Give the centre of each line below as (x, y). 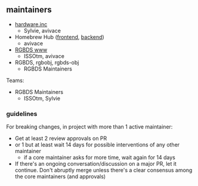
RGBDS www (31, 50)
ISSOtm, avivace (44, 56)
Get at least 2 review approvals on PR (61, 138)
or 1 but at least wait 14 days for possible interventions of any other (97, 145)
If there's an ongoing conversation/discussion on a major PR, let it (96, 164)
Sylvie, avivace (42, 31)
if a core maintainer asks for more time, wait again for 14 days (100, 157)
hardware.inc (31, 24)
